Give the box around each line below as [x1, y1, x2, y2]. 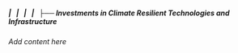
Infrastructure [8, 16, 57, 26]
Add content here [8, 36, 67, 46]
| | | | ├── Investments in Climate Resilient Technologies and [8, 8, 230, 18]
